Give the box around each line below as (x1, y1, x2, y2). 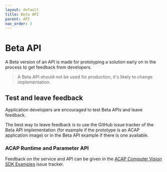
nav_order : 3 (5, 21, 32, 26)
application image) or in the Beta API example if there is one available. (5, 132, 149, 138)
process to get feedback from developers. (5, 64, 92, 70)
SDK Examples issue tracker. (5, 161, 64, 167)
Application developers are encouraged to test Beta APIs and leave (5, 107, 143, 112)
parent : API (5, 16, 30, 21)
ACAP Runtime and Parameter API (5, 145, 89, 152)
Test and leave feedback (5, 93, 83, 102)
